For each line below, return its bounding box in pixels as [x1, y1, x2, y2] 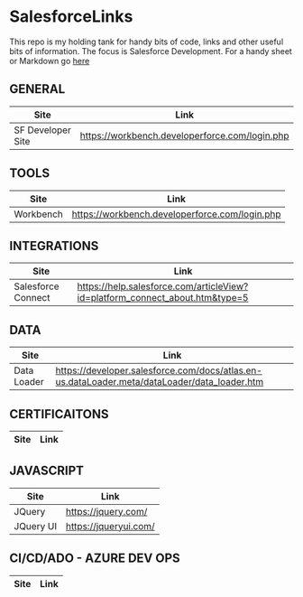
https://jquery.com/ [65, 505, 148, 518]
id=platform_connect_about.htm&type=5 [77, 292, 249, 304]
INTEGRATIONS [9, 238, 99, 254]
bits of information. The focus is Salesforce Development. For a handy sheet [9, 45, 293, 56]
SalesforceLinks [9, 6, 133, 27]
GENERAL [9, 81, 66, 97]
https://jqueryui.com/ [65, 519, 155, 532]
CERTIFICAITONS [9, 406, 110, 422]
